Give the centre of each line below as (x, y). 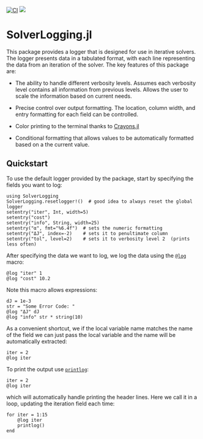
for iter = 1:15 (27, 415)
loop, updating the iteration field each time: (61, 404)
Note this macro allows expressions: (52, 289)
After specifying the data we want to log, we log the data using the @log (96, 255)
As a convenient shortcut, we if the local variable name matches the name (100, 328)
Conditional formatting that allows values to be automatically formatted (104, 138)
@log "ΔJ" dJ (23, 311)
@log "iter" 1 (24, 273)
